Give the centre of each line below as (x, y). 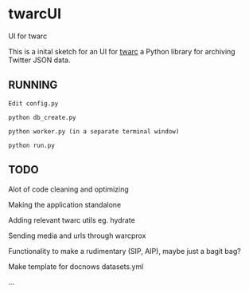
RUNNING (33, 85)
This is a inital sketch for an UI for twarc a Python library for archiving (122, 51)
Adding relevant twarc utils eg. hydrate (72, 220)
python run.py (32, 145)
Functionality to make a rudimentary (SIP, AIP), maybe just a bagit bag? (124, 251)
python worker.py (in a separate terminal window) (94, 131)
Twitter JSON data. (39, 60)
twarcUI (35, 14)
